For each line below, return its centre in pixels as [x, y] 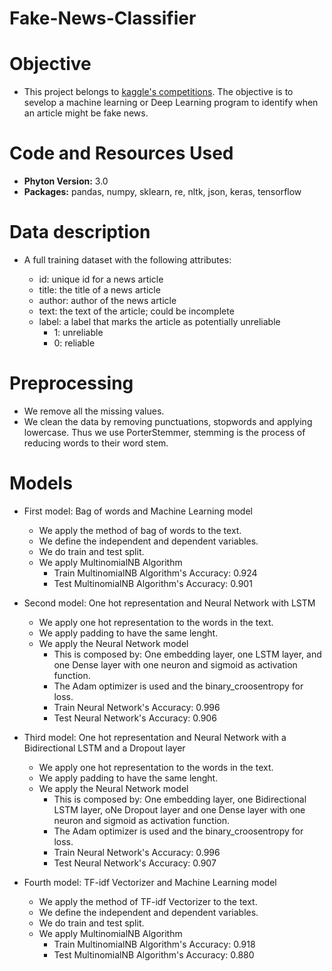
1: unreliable [78, 332]
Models [41, 483]
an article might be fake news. [86, 113]
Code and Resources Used [121, 153]
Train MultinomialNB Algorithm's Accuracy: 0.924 [155, 573]
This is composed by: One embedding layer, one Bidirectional [180, 799]
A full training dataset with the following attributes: [127, 260]
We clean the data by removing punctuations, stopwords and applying [168, 421]
